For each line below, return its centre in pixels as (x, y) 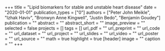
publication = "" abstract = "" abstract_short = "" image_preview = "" (75, 23)
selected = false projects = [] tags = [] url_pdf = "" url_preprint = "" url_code (82, 28)
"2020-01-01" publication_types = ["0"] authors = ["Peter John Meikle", (78, 12)
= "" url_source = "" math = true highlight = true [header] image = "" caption (82, 39)
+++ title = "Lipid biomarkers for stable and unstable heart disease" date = (81, 7)
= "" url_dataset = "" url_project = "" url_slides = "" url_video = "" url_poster (82, 33)
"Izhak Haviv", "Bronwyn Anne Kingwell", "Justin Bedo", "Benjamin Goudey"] (82, 18)
